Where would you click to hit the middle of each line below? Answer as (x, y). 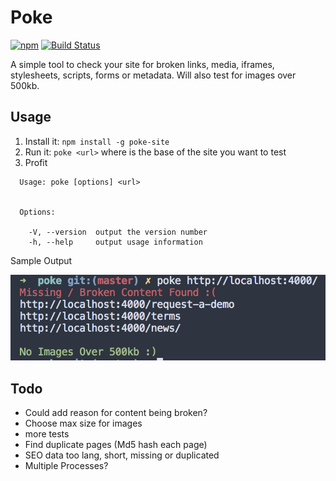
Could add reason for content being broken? (116, 413)
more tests (47, 434)
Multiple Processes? (66, 466)
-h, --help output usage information (115, 242)
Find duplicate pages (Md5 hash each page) (116, 445)
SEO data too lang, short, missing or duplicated (122, 455)
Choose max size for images (83, 423)
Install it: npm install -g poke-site (97, 141)
